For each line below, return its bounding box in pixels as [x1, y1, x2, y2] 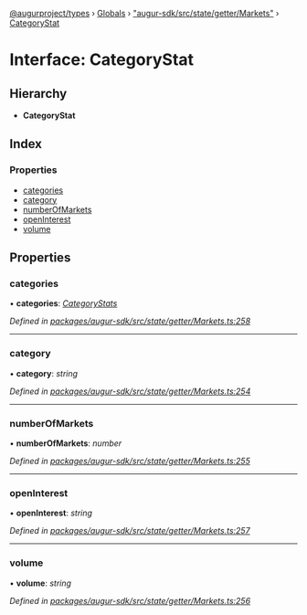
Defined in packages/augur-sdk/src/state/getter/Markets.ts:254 [9, 386, 251, 397]
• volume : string [9, 578, 71, 588]
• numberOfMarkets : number [9, 438, 122, 449]
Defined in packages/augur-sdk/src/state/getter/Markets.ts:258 [9, 315, 251, 327]
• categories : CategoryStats [9, 298, 118, 309]
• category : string [9, 367, 79, 378]
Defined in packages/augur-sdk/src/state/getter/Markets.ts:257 [9, 525, 250, 536]
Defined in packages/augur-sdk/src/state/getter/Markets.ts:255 [9, 455, 251, 466]
